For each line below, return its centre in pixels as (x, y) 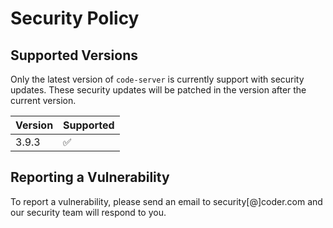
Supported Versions (74, 55)
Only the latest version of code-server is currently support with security (157, 79)
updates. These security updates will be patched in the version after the (158, 90)
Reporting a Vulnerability (90, 177)
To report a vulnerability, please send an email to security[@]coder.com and (166, 201)
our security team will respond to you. (88, 212)
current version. (43, 100)
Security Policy (75, 18)
